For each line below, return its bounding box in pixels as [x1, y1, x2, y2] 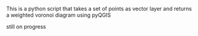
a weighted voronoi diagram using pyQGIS [6, 11, 111, 19]
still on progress [6, 23, 46, 30]
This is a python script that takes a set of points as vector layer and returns [6, 5, 192, 12]
